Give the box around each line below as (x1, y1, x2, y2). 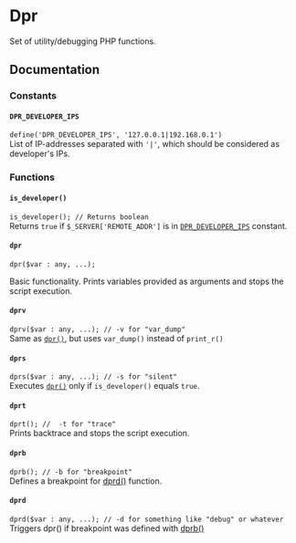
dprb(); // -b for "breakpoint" (9, 467, 132, 476)
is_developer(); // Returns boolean (9, 212, 149, 222)
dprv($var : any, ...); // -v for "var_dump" (9, 325, 185, 334)
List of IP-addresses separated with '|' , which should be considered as (9, 139, 280, 150)
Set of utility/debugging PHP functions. (9, 36, 157, 47)
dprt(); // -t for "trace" (9, 420, 117, 429)
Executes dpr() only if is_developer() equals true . (9, 381, 200, 392)
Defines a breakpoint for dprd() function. (9, 475, 163, 486)
